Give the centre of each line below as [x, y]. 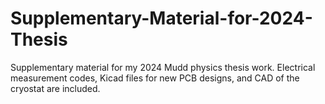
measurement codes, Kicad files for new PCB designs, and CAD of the [155, 78]
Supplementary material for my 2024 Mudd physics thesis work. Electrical [163, 67]
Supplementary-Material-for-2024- [161, 18]
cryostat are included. [55, 88]
